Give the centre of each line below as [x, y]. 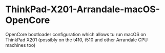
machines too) [20, 45]
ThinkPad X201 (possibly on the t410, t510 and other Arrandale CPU [77, 40]
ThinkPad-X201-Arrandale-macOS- [83, 9]
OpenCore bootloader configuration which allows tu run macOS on [76, 34]
